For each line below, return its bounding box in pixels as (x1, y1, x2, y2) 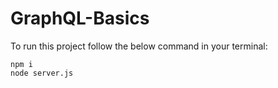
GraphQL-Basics (10, 7, 150, 30)
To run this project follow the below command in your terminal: (10, 40, 268, 52)
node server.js (10, 68, 74, 78)
